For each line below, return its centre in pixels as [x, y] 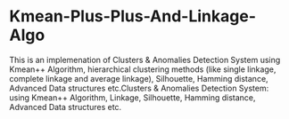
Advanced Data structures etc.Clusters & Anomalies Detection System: [139, 88]
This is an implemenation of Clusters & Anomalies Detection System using [145, 59]
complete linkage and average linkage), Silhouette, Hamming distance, [139, 78]
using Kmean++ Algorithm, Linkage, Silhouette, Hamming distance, [132, 97]
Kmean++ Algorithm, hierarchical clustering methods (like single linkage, [143, 69]
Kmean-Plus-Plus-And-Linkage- [133, 16]
